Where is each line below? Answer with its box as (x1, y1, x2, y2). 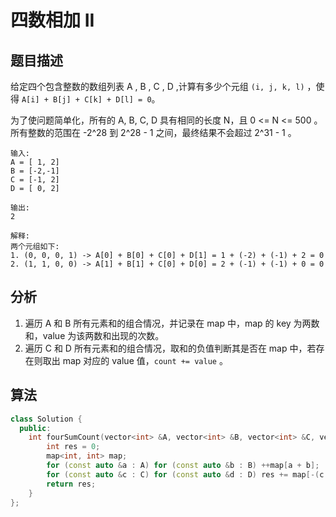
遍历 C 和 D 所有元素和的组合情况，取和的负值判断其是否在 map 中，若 (24, 342, 317, 354)
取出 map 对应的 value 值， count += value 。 (42, 354, 228, 366)
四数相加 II (10, 9, 95, 32)
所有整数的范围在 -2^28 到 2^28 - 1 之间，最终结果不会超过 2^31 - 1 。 (10, 127, 297, 138)
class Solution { (10, 414, 83, 424)
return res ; (46, 479, 97, 489)
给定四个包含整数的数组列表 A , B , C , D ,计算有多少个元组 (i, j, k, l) (10, 81, 305, 92)
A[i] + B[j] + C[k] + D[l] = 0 (21, 95, 152, 105)
